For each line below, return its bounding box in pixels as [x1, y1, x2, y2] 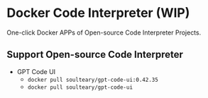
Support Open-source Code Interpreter [6, 49, 184, 61]
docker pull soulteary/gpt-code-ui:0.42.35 [27, 76, 159, 83]
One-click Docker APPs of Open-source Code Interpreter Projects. [6, 28, 202, 37]
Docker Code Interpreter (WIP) [6, 5, 190, 21]
